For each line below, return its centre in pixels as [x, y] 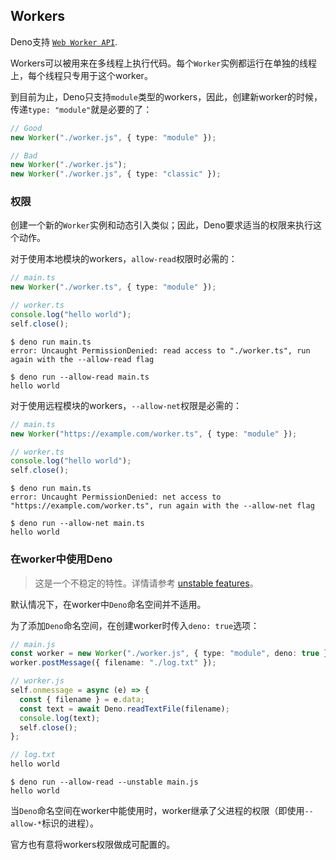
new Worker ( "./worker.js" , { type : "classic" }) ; [116, 174]
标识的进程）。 [70, 823]
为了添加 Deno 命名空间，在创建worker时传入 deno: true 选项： [135, 625]
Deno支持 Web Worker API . [64, 41]
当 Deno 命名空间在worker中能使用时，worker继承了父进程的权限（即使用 [157, 811]
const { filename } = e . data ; [82, 699]
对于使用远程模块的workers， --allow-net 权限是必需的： [126, 405]
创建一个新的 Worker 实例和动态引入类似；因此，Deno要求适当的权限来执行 [161, 225]
